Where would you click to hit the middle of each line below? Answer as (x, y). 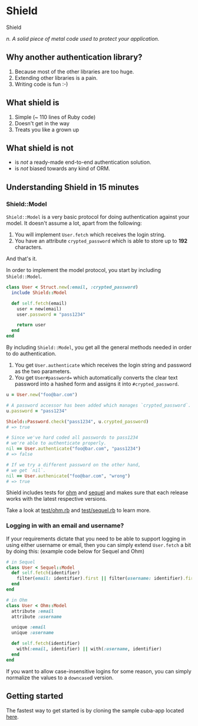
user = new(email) (39, 309)
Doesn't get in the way (42, 123)
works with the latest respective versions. (57, 499)
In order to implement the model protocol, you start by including (83, 270)
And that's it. (22, 259)
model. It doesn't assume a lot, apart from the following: (74, 223)
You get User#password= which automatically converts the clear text (96, 378)
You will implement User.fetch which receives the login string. (90, 235)
